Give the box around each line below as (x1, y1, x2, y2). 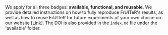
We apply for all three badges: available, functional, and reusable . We (5, 4, 152, 10)
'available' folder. (5, 25, 41, 31)
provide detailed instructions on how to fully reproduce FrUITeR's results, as (5, 9, 163, 15)
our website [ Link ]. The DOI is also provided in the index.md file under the (5, 20, 157, 26)
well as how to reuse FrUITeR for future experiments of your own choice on (5, 15, 161, 20)
